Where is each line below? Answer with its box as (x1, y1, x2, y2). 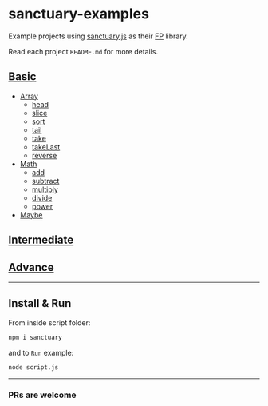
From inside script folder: (8, 317, 91, 328)
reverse (31, 150, 57, 160)
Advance (8, 261, 54, 274)
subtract (31, 176, 60, 185)
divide (31, 193, 53, 202)
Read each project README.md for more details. (8, 46, 158, 56)
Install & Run (8, 297, 72, 310)
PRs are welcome (8, 389, 77, 400)
